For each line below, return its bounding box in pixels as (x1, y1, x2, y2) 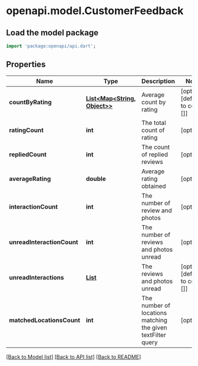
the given (141, 323, 167, 331)
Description (141, 77, 175, 85)
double (85, 174, 106, 183)
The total (141, 118, 166, 127)
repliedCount (9, 150, 47, 159)
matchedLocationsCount (9, 316, 81, 324)
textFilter (141, 331, 166, 339)
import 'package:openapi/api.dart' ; (6, 43, 96, 49)
